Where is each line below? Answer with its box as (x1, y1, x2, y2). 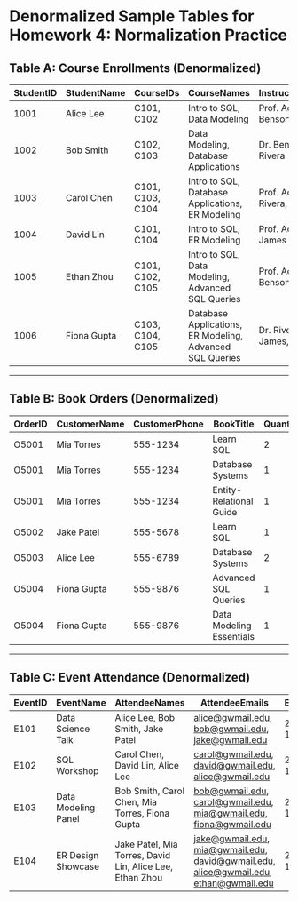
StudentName (65, 87, 126, 99)
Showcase (56, 860, 100, 873)
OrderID (13, 418, 48, 430)
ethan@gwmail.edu (193, 877, 275, 889)
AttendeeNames (114, 696, 185, 708)
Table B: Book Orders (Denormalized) (9, 391, 219, 406)
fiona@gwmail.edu (193, 817, 272, 830)
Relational (212, 495, 254, 507)
